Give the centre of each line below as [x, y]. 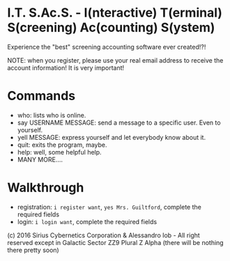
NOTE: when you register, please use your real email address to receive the [115, 60]
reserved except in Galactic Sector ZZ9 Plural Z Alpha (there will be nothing [116, 242]
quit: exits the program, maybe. [62, 145]
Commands [41, 96]
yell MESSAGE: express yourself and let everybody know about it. [112, 137]
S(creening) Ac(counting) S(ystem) [111, 27]
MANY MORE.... [40, 159]
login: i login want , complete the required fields [87, 221]
